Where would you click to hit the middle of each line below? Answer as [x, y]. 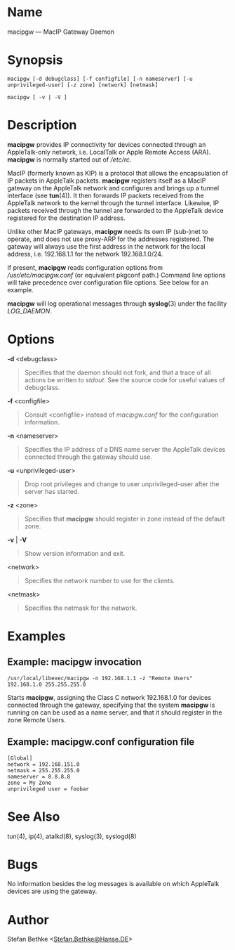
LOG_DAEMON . [30, 311]
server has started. [52, 491]
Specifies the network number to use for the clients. [100, 580]
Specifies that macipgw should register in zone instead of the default [125, 519]
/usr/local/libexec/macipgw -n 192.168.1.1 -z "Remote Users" [100, 678]
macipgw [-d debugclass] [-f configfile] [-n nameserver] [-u [100, 79]
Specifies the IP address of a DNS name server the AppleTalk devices [125, 449]
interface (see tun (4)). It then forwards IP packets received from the [106, 195]
